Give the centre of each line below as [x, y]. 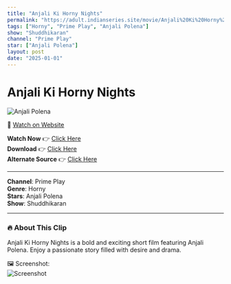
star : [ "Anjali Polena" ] [43, 45]
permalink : [23, 20]
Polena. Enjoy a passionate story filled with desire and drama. [94, 250]
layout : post [26, 52]
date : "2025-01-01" [35, 58]
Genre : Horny [26, 188]
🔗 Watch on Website [36, 124]
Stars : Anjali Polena [35, 196]
